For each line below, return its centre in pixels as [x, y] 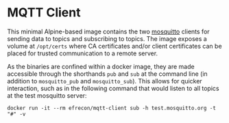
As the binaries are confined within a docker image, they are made [101, 66]
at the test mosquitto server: [47, 95]
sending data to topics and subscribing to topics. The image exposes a [107, 38]
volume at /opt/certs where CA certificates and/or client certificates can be [114, 46]
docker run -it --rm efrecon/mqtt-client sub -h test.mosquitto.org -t [111, 108]
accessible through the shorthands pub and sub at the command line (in [107, 74]
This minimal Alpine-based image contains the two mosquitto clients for [109, 31]
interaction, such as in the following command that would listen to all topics [113, 88]
